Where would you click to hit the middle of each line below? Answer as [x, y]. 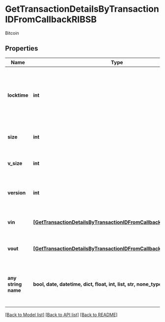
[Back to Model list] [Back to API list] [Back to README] [61, 315]
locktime [18, 95]
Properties [22, 48]
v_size [15, 163]
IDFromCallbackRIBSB [51, 19]
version [17, 192]
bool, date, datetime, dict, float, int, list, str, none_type [97, 284]
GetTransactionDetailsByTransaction [82, 9]
